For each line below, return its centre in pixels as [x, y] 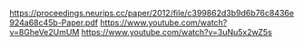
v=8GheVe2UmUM [44, 32]
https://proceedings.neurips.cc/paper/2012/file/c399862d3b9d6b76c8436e [152, 13]
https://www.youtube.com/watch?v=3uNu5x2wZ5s [177, 32]
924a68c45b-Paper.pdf [54, 23]
